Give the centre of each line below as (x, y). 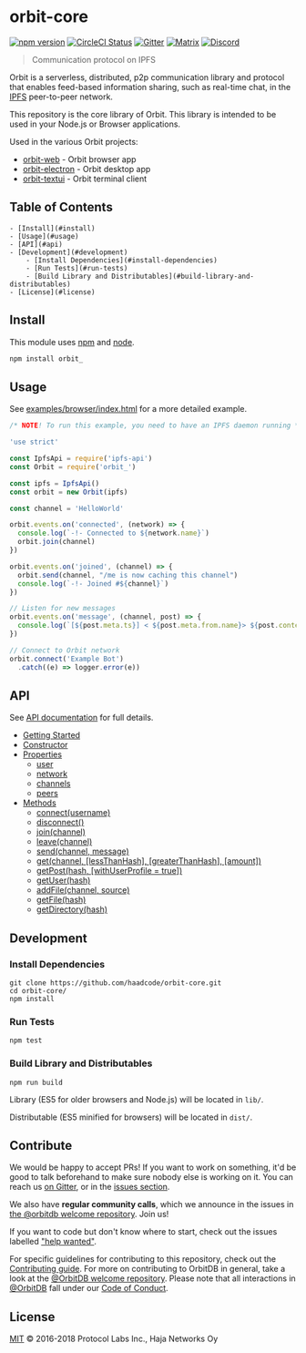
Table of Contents (61, 207)
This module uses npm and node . (72, 342)
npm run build (36, 1082)
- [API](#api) (36, 244)
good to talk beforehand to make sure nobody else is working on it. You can (152, 1177)
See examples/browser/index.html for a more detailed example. (128, 409)
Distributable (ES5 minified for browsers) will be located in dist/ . (131, 1117)
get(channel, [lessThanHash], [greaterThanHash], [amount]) (149, 861)
